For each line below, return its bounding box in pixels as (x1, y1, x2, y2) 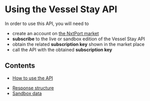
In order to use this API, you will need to (5, 20, 89, 27)
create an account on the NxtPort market (12, 30, 99, 36)
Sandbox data (12, 90, 42, 96)
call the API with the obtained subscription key (12, 46, 113, 53)
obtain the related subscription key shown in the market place (12, 41, 145, 47)
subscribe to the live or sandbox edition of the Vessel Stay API (12, 36, 145, 42)
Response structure (12, 85, 54, 91)
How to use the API (12, 75, 53, 81)
